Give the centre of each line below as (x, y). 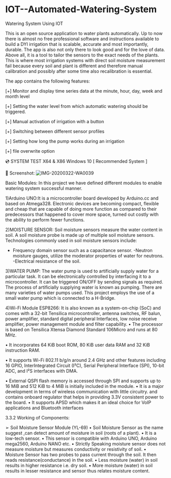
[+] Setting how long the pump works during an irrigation (65, 141)
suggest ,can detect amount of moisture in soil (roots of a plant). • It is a (81, 433)
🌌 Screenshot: (20, 173)
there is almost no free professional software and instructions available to (82, 39)
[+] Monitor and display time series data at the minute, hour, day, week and (84, 91)
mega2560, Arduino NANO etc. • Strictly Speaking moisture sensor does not (85, 443)
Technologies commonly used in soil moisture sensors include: (71, 240)
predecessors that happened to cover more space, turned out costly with (82, 214)
